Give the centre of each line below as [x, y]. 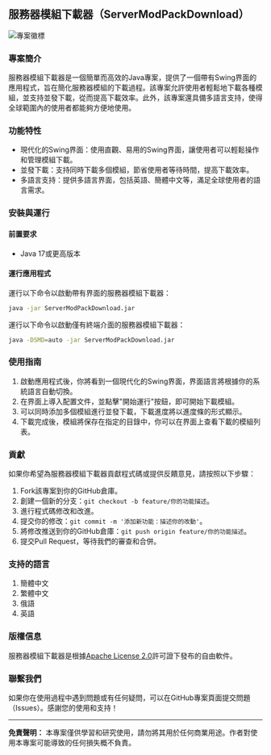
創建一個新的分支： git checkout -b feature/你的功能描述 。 [117, 501]
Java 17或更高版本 [50, 254]
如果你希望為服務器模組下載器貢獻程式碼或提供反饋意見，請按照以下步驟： [132, 474]
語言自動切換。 [52, 391]
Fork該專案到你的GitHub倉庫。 [71, 491]
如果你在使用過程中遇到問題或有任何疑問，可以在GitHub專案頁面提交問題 [129, 698]
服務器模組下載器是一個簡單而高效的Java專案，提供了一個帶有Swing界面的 [132, 78]
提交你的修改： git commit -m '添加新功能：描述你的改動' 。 [113, 521]
